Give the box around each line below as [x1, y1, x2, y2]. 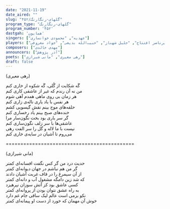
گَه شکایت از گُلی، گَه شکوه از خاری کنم [6, 83, 80, 89]
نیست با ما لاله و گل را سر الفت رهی [6, 126, 75, 132]
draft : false [6, 59, 33, 64]
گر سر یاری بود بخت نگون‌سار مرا [6, 115, 69, 121]
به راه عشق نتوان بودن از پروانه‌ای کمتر [6, 187, 80, 193]
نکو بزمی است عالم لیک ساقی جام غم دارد [6, 192, 86, 198]
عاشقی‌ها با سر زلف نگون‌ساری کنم [6, 120, 73, 126]
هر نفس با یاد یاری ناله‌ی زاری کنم [6, 99, 69, 105]
